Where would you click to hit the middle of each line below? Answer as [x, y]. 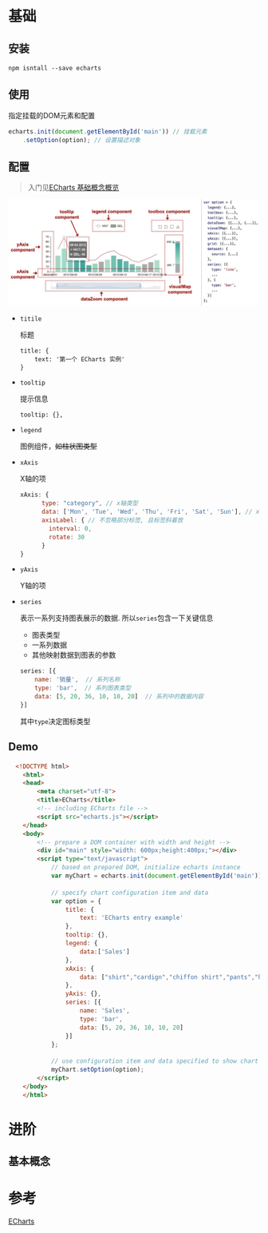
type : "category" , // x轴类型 [89, 503]
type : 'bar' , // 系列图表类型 [83, 688]
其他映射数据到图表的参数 [74, 655]
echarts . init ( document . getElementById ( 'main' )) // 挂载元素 [108, 131]
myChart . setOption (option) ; [98, 1070]
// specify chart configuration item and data [130, 893]
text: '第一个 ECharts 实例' [80, 360]
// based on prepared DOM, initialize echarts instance [146, 868]
